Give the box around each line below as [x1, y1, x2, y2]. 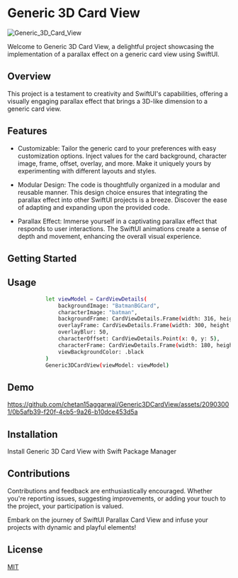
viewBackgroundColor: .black [57, 348, 144, 355]
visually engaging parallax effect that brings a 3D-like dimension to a [7, 97, 208, 105]
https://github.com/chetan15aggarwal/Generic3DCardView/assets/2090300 [7, 400, 229, 409]
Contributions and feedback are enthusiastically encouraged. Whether [7, 486, 212, 495]
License [7, 544, 43, 556]
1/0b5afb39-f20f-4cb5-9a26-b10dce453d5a [7, 407, 138, 417]
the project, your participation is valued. [7, 501, 124, 510]
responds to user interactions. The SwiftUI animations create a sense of [17, 224, 227, 232]
